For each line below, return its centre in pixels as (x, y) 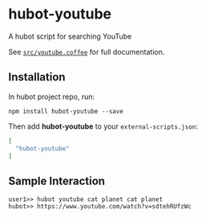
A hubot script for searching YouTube (70, 36)
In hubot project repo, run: (52, 97)
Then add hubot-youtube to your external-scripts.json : (103, 126)
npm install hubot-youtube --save (66, 111)
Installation (37, 77)
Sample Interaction (57, 181)
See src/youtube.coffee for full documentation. (87, 51)
